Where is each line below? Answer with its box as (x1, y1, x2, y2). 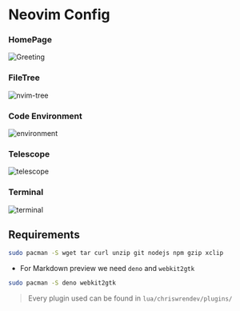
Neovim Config (8, 6, 110, 24)
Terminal (8, 186, 44, 197)
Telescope (8, 149, 50, 159)
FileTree (8, 72, 40, 83)
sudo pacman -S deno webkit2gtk (8, 279, 116, 287)
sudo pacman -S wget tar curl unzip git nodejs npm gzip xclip (8, 249, 224, 257)
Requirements (8, 228, 80, 241)
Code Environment (8, 110, 82, 122)
